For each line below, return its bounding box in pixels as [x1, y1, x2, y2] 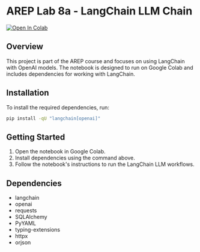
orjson [14, 239, 31, 246]
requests [14, 207, 37, 214]
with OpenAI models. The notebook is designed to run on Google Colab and [6, 64, 193, 71]
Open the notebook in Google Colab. [14, 148, 106, 155]
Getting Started [6, 132, 65, 142]
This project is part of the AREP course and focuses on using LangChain [6, 57, 185, 64]
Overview [6, 41, 44, 52]
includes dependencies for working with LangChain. [6, 70, 135, 78]
